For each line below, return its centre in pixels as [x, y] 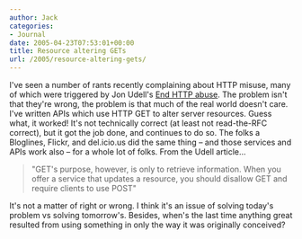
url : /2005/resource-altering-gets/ [78, 59]
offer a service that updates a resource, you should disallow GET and [159, 179]
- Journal [28, 34]
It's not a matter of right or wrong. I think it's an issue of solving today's [142, 206]
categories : [31, 26]
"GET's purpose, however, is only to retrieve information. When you [156, 169]
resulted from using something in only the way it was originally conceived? [147, 225]
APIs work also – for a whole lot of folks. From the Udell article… [128, 152]
